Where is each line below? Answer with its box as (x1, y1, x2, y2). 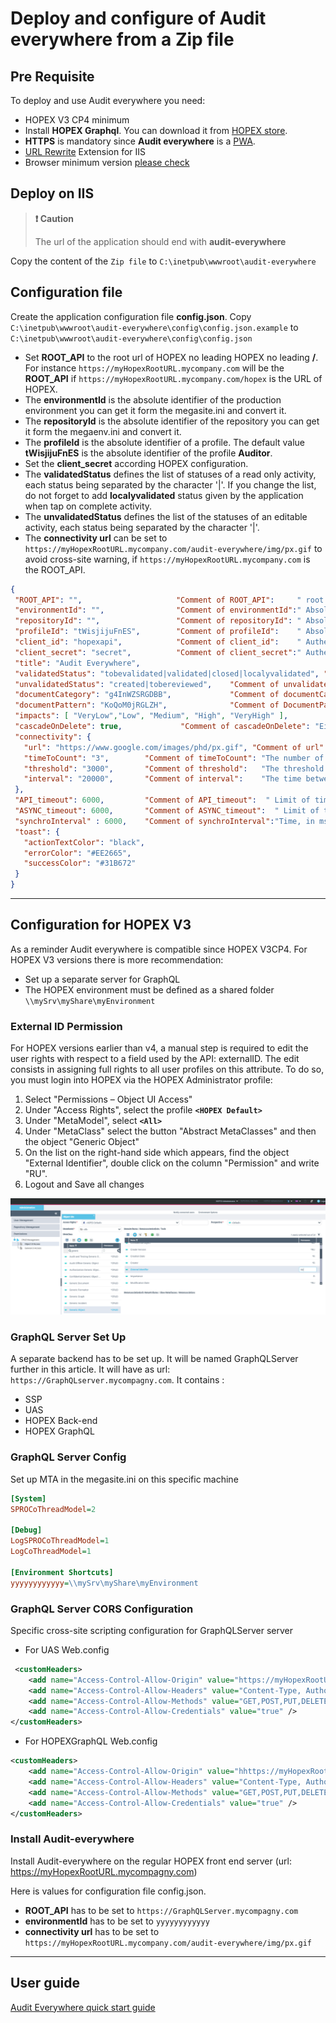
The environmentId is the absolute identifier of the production (24, 393, 282, 406)
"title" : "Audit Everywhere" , (14, 658, 141, 668)
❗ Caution (34, 212, 75, 224)
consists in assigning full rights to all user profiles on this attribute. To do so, (10, 1063, 325, 1076)
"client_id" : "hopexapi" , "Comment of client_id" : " (14, 637, 302, 647)
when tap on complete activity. (24, 500, 153, 512)
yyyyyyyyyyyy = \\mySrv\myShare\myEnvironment (10, 1578, 199, 1588)
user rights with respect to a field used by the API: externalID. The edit (10, 1053, 300, 1065)
